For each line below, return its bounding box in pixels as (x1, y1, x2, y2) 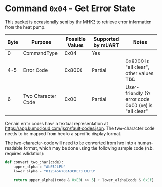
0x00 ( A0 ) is (125, 102, 153, 109)
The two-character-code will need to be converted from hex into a (5, 140, 137, 146)
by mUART (94, 42, 119, 48)
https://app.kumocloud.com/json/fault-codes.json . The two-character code (5, 125, 155, 131)
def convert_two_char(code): (5, 159, 64, 165)
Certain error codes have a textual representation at (5, 120, 108, 126)
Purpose (31, 38, 52, 45)
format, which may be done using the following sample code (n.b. (23, 145, 154, 151)
